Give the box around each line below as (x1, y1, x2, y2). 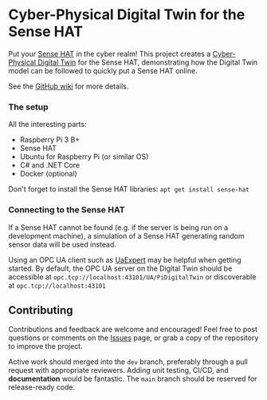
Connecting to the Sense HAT (8, 204, 125, 216)
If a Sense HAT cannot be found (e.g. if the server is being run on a (8, 222, 229, 232)
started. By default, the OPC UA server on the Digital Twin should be (8, 263, 233, 273)
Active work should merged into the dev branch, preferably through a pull (8, 357, 249, 366)
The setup (8, 101, 49, 113)
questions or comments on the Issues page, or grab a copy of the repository (8, 333, 259, 343)
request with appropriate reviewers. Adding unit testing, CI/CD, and (8, 366, 229, 375)
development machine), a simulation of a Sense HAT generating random (8, 231, 245, 240)
